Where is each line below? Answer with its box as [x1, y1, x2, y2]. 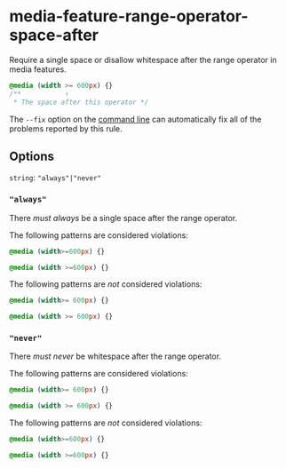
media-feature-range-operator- [9, 6, 249, 27]
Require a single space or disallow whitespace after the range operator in [9, 54, 277, 65]
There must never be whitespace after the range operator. [9, 351, 222, 361]
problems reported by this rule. [9, 123, 123, 134]
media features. [9, 64, 67, 75]
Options [9, 148, 55, 163]
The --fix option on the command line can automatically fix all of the [9, 114, 262, 124]
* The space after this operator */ [12, 98, 149, 107]
